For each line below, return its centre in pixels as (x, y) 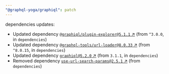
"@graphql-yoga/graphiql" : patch (41, 10)
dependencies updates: (30, 24)
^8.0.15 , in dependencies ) (39, 50)
